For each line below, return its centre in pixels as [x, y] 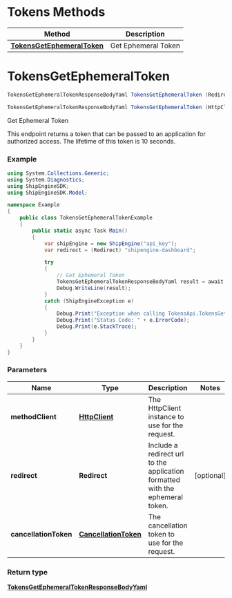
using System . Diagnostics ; [46, 180]
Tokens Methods [56, 12]
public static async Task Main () [80, 231]
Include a [163, 445]
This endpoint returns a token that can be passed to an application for [106, 134]
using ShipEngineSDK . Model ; [48, 193]
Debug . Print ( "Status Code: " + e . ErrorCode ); [123, 320]
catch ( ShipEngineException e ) [89, 301]
